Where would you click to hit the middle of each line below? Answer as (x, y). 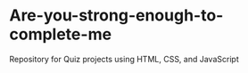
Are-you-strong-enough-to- (116, 16)
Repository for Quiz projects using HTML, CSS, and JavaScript (124, 59)
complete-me (61, 34)
